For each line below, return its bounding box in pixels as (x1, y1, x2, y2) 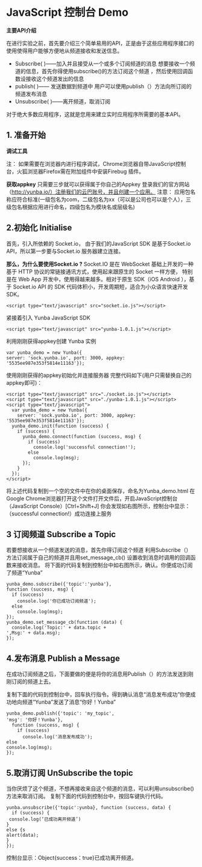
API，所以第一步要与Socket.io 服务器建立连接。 (6, 247, 124, 255)
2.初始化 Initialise (6, 223, 72, 233)
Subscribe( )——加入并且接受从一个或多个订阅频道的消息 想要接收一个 (14, 60, 190, 67)
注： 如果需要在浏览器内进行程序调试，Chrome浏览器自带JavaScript (6, 160, 176, 167)
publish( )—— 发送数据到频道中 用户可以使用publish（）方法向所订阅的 (14, 82, 192, 90)
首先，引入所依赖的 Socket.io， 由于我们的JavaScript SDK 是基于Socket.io (6, 240, 191, 247)
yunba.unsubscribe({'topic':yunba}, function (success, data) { (6, 805, 171, 811)
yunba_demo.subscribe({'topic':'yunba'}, (6, 581, 112, 587)
